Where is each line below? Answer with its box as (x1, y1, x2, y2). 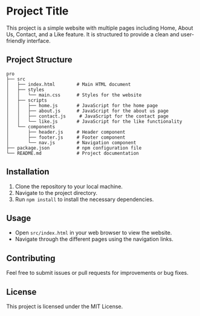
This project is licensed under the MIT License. (6, 303, 123, 310)
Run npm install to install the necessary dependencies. (15, 196, 154, 203)
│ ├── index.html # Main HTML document (6, 81, 131, 87)
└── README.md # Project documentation (6, 150, 139, 156)
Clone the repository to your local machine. (15, 183, 123, 190)
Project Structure (6, 54, 73, 65)
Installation (6, 166, 50, 177)
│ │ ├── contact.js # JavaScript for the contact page (6, 113, 169, 119)
